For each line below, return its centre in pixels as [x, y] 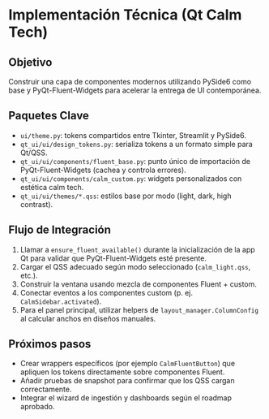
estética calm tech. [52, 187]
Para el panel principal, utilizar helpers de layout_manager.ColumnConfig [139, 309]
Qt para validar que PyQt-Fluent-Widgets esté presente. [113, 258]
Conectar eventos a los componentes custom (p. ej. [106, 292]
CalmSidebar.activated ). [61, 301]
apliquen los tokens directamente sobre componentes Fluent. [122, 372]
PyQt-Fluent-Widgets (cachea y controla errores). [103, 170]
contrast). [36, 204]
